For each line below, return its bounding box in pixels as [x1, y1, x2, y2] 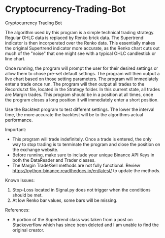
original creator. [12, 227, 44, 233]
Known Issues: [5, 177, 35, 183]
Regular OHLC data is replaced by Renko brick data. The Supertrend [5, 35, 144, 41]
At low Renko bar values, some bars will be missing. [12, 197, 118, 203]
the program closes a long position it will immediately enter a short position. [5, 96, 159, 102]
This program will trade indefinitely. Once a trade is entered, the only [12, 136, 152, 142]
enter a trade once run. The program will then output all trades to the [5, 81, 144, 87]
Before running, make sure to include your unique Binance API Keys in [12, 152, 155, 158]
